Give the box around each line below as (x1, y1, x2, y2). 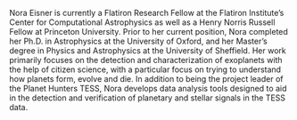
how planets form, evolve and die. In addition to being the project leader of (9, 74, 284, 84)
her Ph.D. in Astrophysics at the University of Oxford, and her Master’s (9, 36, 268, 46)
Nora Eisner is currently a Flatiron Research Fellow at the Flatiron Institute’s (9, 8, 285, 18)
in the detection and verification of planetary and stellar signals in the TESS (9, 92, 286, 103)
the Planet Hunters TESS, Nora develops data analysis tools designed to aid (9, 84, 287, 93)
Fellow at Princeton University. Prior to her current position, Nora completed (9, 27, 288, 36)
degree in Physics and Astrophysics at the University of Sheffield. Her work (9, 45, 287, 56)
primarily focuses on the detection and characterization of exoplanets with (9, 55, 283, 65)
